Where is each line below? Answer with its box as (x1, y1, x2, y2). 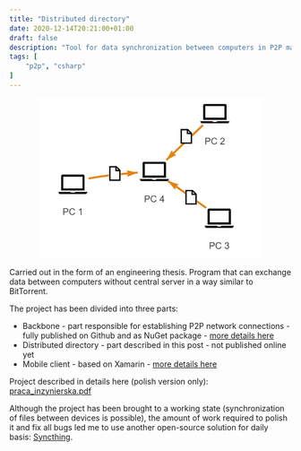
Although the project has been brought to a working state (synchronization (9, 403, 285, 413)
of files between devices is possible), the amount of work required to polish (9, 412, 288, 423)
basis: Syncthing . (9, 431, 73, 442)
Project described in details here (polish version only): (9, 376, 209, 386)
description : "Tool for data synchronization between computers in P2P (9, 43, 282, 52)
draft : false (9, 33, 58, 42)
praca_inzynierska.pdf (9, 386, 92, 396)
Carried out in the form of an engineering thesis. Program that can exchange (9, 266, 292, 277)
